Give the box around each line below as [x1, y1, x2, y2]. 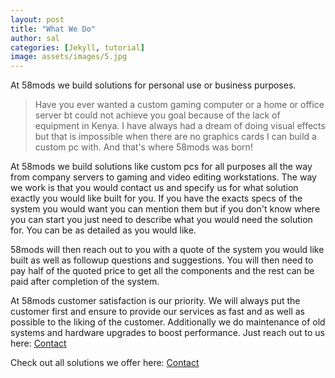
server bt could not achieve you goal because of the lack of [34, 109, 281, 121]
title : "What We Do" [10, 24, 97, 34]
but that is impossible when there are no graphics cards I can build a [34, 131, 317, 143]
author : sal [10, 33, 60, 43]
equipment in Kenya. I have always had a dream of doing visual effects [34, 120, 326, 132]
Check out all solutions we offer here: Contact [10, 357, 200, 369]
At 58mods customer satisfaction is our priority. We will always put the [10, 295, 301, 307]
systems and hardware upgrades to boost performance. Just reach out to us [10, 327, 325, 339]
